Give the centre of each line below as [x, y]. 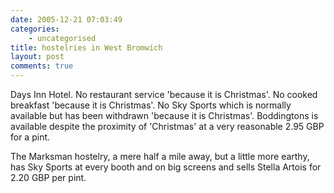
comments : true [42, 66]
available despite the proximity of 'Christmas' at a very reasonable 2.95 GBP [167, 126]
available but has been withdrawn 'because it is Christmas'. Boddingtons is [164, 115]
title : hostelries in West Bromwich [86, 47]
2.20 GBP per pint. [48, 177]
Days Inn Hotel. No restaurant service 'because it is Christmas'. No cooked [164, 94]
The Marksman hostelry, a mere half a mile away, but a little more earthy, [160, 156]
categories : [35, 29]
